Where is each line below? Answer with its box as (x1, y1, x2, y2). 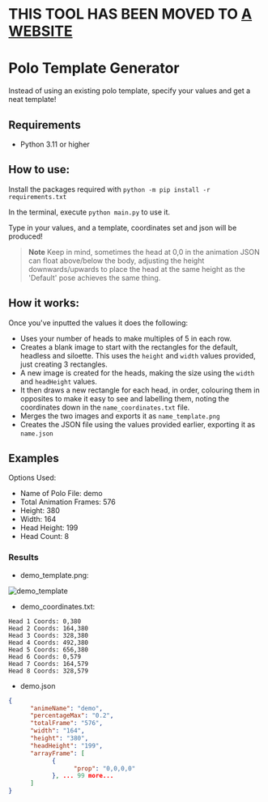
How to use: (8, 163, 70, 176)
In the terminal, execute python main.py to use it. (8, 207, 171, 217)
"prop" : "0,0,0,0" (73, 764, 136, 773)
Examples (8, 451, 59, 465)
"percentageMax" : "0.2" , (29, 711, 114, 720)
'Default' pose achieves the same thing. (28, 273, 161, 282)
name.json (19, 430, 54, 438)
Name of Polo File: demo (19, 489, 103, 499)
